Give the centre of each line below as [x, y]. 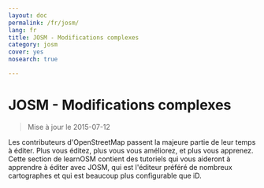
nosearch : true [33, 60]
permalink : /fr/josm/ [44, 23]
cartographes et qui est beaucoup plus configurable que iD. [105, 175]
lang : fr [22, 30]
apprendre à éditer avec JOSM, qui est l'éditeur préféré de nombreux [120, 167]
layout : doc [28, 15]
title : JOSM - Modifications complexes [74, 37]
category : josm [33, 45]
